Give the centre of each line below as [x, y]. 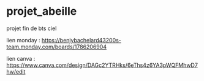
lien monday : [24, 40]
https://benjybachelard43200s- [81, 40]
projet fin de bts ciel [32, 28]
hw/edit [16, 71]
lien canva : [21, 58]
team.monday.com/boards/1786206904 [57, 47]
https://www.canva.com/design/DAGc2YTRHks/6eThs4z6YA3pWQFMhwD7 [102, 65]
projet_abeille [42, 11]
